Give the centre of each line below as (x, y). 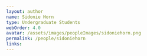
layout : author (25, 11)
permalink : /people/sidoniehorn (46, 38)
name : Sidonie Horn (30, 17)
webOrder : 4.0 (24, 28)
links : (14, 44)
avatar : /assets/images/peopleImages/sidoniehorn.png (74, 33)
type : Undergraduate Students (43, 22)
